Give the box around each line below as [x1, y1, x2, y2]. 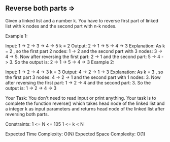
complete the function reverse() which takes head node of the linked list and [5, 100, 165, 106]
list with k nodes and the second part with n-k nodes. [5, 23, 117, 29]
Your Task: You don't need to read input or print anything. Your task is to [5, 95, 156, 101]
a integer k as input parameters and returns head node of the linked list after [5, 105, 165, 111]
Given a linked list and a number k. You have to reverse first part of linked [5, 17, 159, 23]
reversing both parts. [5, 111, 49, 117]
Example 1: [5, 33, 28, 39]
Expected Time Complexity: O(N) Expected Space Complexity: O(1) [5, 131, 146, 137]
